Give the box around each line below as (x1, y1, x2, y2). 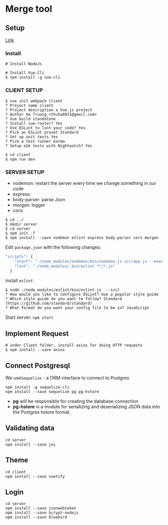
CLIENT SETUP (5, 87, 43, 94)
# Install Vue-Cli (5, 70, 44, 76)
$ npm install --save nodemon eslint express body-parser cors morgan (5, 235, 159, 240)
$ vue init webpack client (5, 98, 63, 103)
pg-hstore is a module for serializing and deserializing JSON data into (12, 404, 160, 410)
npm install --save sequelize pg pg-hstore (5, 389, 100, 394)
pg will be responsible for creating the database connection (12, 398, 139, 405)
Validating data (5, 424, 55, 433)
